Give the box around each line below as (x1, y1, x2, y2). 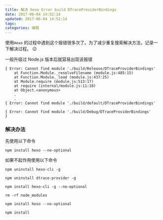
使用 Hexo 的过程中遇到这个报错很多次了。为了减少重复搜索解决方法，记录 (5, 40, 154, 46)
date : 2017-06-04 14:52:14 (5, 12, 61, 17)
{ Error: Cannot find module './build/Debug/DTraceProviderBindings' (5, 110, 152, 114)
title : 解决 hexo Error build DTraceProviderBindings (5, 7, 117, 12)
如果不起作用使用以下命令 (5, 157, 57, 163)
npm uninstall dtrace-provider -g (5, 176, 77, 181)
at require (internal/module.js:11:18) (14, 83, 96, 89)
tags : (5, 21, 16, 26)
